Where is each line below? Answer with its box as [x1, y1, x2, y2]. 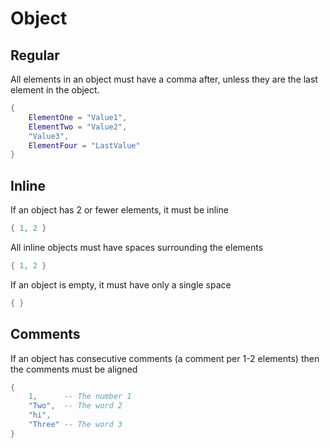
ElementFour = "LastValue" [28, 140, 141, 151]
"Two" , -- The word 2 [28, 401, 123, 411]
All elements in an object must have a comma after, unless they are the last [10, 73, 318, 85]
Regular [10, 47, 60, 64]
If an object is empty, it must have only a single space [10, 278, 232, 291]
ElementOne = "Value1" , [28, 112, 128, 122]
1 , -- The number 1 [28, 392, 132, 402]
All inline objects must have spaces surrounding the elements [10, 241, 264, 253]
